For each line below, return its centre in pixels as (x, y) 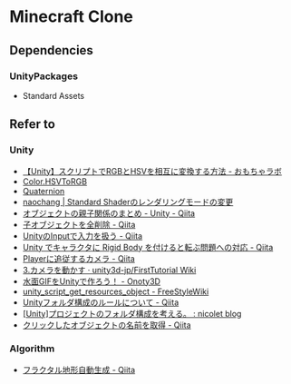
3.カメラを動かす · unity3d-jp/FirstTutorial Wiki (109, 270)
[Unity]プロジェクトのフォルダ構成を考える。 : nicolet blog (132, 313)
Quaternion (44, 191)
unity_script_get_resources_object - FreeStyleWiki (116, 291)
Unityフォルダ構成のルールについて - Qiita (101, 302)
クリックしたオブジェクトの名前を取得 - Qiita (107, 325)
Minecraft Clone (72, 17)
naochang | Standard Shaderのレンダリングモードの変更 (128, 202)
